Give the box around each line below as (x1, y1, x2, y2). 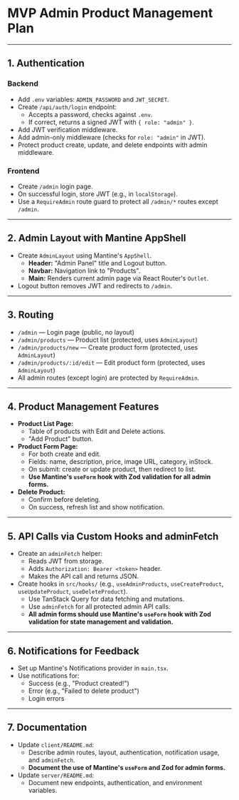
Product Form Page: (17, 442, 78, 451)
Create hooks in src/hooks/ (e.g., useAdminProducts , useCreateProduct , (17, 579, 224, 588)
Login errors (28, 694, 65, 702)
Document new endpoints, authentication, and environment (28, 778, 203, 786)
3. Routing (7, 309, 54, 321)
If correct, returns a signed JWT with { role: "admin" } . (28, 118, 194, 126)
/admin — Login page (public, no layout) (17, 328, 135, 336)
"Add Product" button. (28, 435, 94, 443)
